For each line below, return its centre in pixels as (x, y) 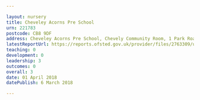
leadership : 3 (24, 61)
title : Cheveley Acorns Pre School (50, 22)
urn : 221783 (21, 28)
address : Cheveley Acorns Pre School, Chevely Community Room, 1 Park (96, 39)
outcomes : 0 (21, 66)
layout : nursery (26, 17)
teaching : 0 (21, 50)
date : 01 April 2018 (32, 78)
